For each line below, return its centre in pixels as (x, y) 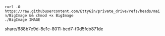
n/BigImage (16, 16)
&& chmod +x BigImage (51, 16)
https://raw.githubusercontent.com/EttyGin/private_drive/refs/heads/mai (82, 11)
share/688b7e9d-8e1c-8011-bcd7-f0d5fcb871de (54, 29)
